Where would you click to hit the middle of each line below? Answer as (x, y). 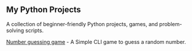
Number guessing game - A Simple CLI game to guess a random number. (96, 42)
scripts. (34, 30)
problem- (171, 24)
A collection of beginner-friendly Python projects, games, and (82, 24)
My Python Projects (44, 10)
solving (15, 30)
